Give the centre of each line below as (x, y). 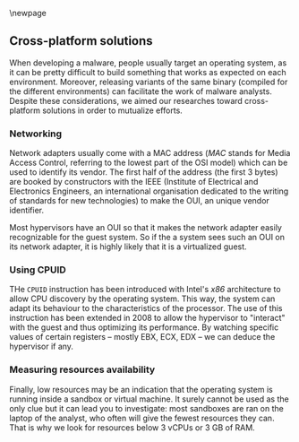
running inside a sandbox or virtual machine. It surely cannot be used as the (149, 399)
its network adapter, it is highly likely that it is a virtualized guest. (128, 247)
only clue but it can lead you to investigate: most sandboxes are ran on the (146, 408)
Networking (36, 134)
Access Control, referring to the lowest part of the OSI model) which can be (149, 163)
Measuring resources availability (82, 369)
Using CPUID (38, 270)
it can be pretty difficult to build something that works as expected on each (148, 72)
